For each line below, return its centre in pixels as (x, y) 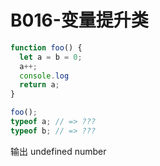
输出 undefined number (58, 151)
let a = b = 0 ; (51, 57)
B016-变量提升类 (79, 20)
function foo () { (46, 47)
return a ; (39, 85)
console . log (44, 76)
